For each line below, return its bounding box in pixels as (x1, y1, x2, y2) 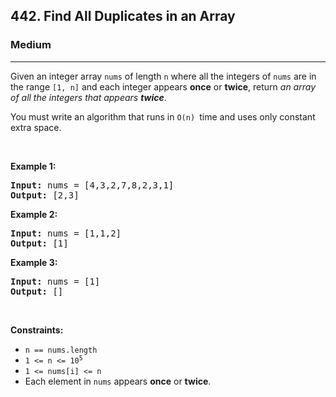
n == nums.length (24, 345, 98, 355)
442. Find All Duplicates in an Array (10, 8, 236, 25)
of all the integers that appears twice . (10, 91, 167, 103)
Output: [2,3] (10, 189, 80, 201)
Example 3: (10, 256, 58, 268)
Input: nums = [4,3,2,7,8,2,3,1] (10, 179, 175, 191)
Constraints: (10, 324, 64, 336)
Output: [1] (10, 237, 69, 249)
